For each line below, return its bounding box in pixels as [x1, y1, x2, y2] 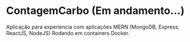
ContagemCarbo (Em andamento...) [6, 4, 185, 17]
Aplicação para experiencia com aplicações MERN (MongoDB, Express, [6, 23, 180, 30]
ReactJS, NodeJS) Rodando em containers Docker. [6, 29, 130, 36]
